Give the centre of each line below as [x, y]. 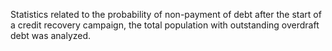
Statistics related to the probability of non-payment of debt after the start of [166, 14]
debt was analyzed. [51, 35]
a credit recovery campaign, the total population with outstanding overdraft [165, 25]
